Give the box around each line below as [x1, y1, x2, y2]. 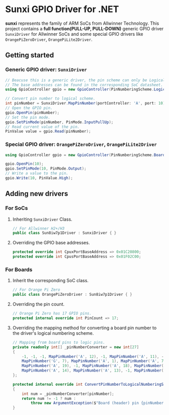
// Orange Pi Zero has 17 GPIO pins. [12, 311, 92, 316]
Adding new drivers [5, 189, 68, 198]
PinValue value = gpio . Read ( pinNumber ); [5, 129, 92, 134]
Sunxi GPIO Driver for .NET [5, 4, 119, 15]
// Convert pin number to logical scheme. [5, 96, 96, 101]
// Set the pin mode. [5, 115, 51, 120]
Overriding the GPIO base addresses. [12, 240, 90, 246]
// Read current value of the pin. [5, 124, 80, 129]
